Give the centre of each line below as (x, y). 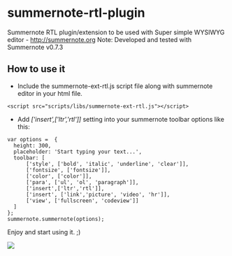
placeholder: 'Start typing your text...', (78, 152)
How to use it (36, 69)
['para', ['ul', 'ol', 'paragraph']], (82, 182)
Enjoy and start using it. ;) (44, 232)
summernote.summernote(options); (56, 219)
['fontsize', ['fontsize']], (68, 170)
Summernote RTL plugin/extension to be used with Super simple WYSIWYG (116, 32)
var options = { (32, 139)
